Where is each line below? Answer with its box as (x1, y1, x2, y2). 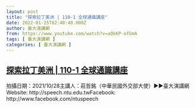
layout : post (6, 8, 39, 15)
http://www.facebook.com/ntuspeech (6, 95, 98, 102)
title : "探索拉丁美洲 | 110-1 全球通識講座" (6, 14, 108, 20)
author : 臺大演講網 (6, 25, 50, 31)
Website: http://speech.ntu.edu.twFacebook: (6, 88, 116, 96)
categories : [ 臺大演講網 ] (6, 42, 72, 48)
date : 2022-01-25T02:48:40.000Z (6, 20, 86, 26)
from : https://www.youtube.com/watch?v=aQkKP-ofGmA (6, 31, 137, 37)
